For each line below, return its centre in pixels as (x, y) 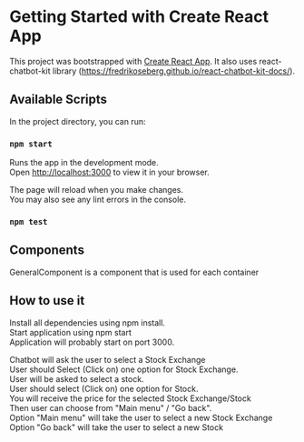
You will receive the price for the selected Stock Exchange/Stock (130, 398)
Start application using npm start (70, 332)
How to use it (47, 301)
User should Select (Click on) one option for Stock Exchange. (124, 369)
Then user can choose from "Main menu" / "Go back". (111, 407)
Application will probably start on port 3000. (92, 342)
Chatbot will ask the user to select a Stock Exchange (108, 359)
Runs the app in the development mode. (84, 163)
